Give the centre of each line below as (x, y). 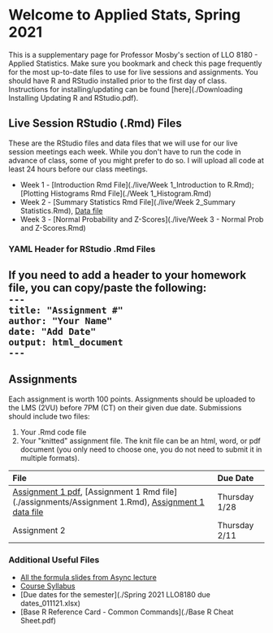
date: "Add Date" (52, 332)
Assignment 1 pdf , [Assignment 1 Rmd (87, 492)
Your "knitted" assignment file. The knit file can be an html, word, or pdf (141, 440)
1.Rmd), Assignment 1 (162, 501)
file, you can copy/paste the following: (108, 288)
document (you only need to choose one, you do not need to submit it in (141, 449)
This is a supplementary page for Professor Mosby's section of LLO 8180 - (133, 54)
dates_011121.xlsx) (50, 604)
